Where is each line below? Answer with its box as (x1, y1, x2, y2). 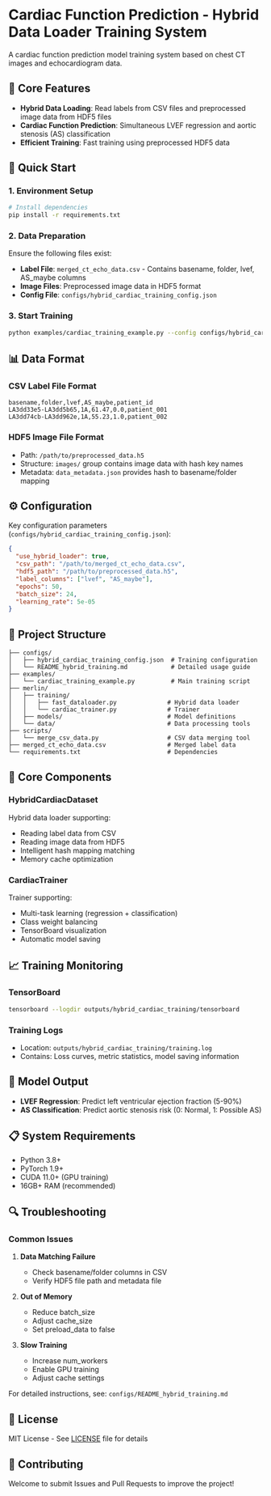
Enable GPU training (31, 1365, 99, 1375)
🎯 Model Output (8, 1074, 89, 1089)
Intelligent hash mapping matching (19, 845, 135, 855)
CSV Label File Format (8, 380, 97, 392)
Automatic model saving (19, 934, 101, 944)
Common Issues (8, 1233, 74, 1244)
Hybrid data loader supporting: (8, 812, 111, 822)
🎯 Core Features (8, 82, 91, 95)
